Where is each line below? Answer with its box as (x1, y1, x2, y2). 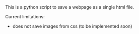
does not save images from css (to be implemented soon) (12, 23, 132, 29)
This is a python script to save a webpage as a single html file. (5, 4, 134, 10)
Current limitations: (5, 14, 45, 19)
